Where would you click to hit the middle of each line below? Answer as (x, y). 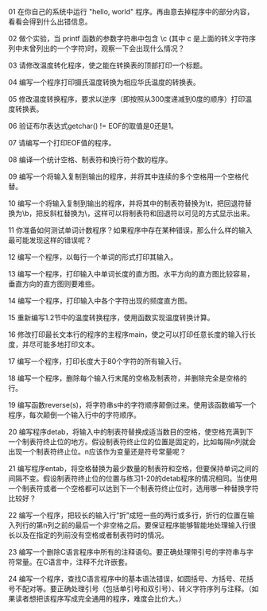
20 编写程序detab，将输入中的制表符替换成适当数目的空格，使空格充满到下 (131, 432)
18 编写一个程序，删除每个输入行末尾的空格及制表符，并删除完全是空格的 (128, 378)
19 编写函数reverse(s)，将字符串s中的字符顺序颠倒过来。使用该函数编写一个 (132, 405)
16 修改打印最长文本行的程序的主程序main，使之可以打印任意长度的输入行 (129, 335)
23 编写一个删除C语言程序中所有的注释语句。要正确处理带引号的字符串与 (128, 552)
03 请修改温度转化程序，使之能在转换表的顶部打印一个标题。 (108, 65)
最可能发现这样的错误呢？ (50, 240)
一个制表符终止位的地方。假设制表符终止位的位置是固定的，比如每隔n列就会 (132, 442)
